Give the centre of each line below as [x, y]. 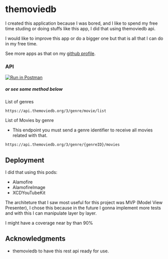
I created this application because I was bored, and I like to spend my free [81, 23]
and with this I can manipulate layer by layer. [51, 213]
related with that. [30, 136]
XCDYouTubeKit [29, 193]
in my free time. [21, 43]
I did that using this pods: [31, 172]
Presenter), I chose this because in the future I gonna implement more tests [83, 208]
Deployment [25, 160]
